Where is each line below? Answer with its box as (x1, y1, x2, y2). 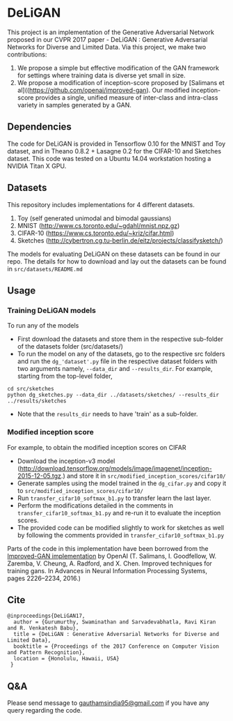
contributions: (7, 50, 47, 59)
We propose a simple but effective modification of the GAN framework (17, 63, 219, 72)
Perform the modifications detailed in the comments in (17, 501, 174, 510)
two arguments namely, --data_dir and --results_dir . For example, (17, 365, 213, 373)
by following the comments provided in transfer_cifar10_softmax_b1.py (17, 531, 225, 539)
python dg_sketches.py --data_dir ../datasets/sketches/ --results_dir (7, 392, 219, 399)
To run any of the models (7, 321, 79, 330)
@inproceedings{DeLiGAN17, (7, 612, 86, 620)
